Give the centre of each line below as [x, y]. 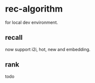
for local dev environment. [32, 22]
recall [14, 38]
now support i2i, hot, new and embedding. [48, 49]
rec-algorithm [34, 9]
